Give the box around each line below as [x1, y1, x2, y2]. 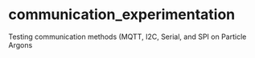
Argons [8, 40, 33, 49]
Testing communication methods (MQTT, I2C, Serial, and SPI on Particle [8, 32, 247, 41]
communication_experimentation [8, 6, 236, 24]
